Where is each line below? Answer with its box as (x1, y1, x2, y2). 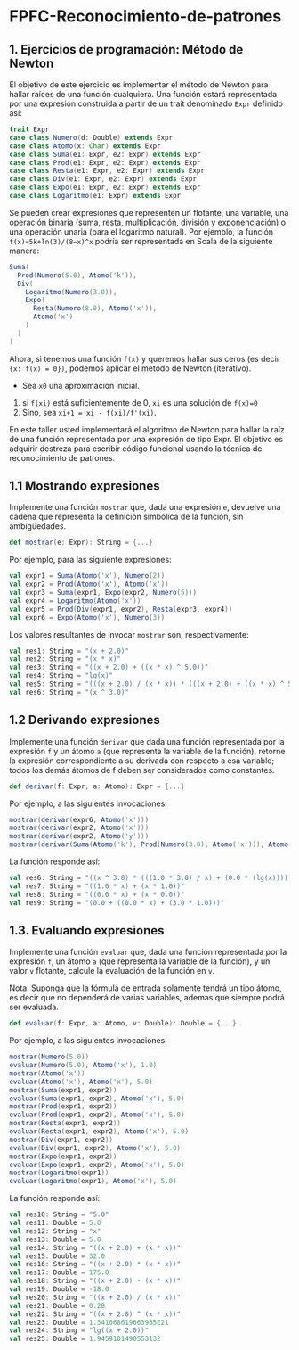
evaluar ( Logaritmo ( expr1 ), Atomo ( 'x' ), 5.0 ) (9, 1177, 177, 1186)
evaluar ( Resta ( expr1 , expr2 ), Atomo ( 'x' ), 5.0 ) (9, 1127, 190, 1136)
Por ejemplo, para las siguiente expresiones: (9, 555, 172, 565)
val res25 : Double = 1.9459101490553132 (9, 1335, 162, 1344)
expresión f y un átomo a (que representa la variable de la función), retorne (9, 745, 286, 756)
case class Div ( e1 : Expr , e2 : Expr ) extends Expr (9, 175, 198, 184)
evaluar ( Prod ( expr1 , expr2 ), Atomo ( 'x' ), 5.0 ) (9, 1110, 185, 1120)
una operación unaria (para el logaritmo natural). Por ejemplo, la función (9, 226, 274, 237)
